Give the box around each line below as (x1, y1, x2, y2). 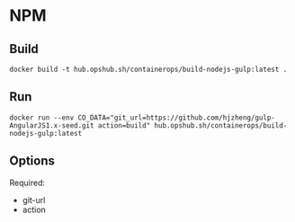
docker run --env (9, 113, 75, 122)
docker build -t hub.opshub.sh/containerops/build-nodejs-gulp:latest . (9, 65, 288, 74)
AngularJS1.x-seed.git (9, 120, 94, 130)
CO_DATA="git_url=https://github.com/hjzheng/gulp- (77, 113, 276, 122)
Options (9, 154, 56, 169)
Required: (9, 177, 46, 188)
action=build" (97, 120, 151, 130)
